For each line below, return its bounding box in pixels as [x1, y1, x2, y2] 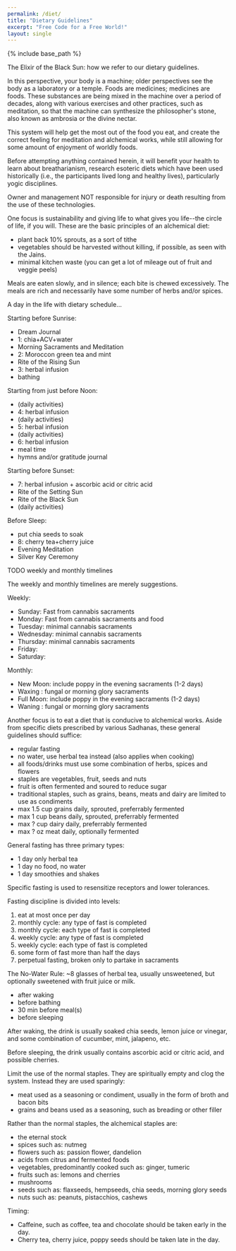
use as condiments [17, 797, 73, 806]
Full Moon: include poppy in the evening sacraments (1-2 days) [17, 695, 201, 703]
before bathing [17, 998, 61, 1007]
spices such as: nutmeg [17, 1141, 87, 1149]
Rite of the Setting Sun [17, 488, 83, 496]
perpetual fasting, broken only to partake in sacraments [17, 956, 179, 965]
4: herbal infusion [17, 408, 69, 416]
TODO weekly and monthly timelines [7, 566, 113, 575]
